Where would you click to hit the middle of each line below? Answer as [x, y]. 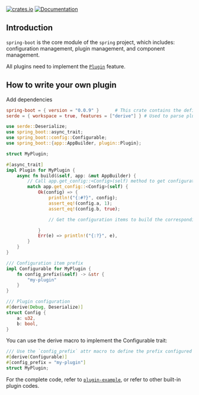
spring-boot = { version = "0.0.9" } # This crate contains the [94, 110]
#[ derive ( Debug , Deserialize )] [45, 307]
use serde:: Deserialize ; [37, 127]
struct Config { [26, 312]
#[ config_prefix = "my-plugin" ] [46, 363]
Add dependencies [29, 99]
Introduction [30, 28]
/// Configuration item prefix [45, 263]
